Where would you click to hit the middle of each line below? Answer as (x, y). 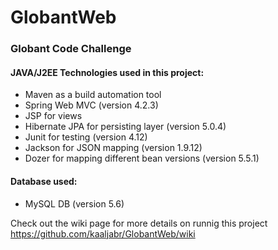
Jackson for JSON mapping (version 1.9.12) (113, 148)
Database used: (44, 181)
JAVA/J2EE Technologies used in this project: (107, 72)
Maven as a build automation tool (93, 95)
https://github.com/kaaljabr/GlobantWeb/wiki (103, 233)
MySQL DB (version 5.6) (74, 203)
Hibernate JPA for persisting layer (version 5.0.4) (125, 127)
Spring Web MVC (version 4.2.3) (91, 105)
